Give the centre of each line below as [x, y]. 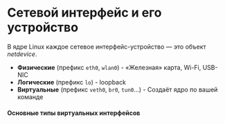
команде [30, 97]
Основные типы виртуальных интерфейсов [74, 113]
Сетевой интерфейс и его [84, 13]
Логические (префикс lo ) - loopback [72, 82]
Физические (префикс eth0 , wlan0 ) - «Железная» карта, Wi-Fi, [109, 67]
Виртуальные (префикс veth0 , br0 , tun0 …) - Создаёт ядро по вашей [117, 89]
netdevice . [22, 54]
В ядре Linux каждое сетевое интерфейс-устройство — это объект [107, 46]
